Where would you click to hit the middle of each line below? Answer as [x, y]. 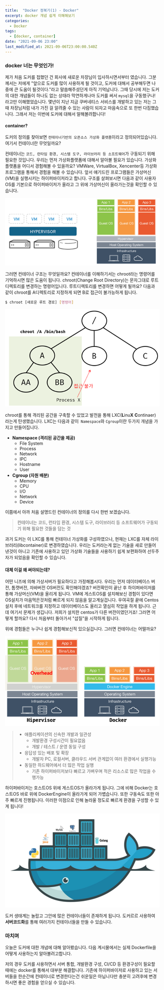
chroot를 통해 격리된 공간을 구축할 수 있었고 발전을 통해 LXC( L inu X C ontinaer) [81, 415]
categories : [17, 21]
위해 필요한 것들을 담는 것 [47, 528]
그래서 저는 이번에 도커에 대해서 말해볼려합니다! [60, 114]
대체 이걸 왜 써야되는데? [28, 570]
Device [27, 502]
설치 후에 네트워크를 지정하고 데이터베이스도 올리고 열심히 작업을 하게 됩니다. [78, 606]
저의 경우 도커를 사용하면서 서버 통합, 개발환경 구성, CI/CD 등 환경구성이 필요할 [80, 964]
